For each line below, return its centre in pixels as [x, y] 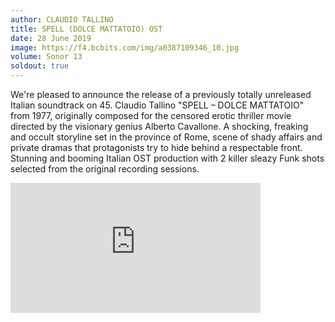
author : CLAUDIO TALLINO [62, 19]
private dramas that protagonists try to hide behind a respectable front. [156, 147]
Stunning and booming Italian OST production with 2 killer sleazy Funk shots [167, 158]
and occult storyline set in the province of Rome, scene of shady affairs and [166, 137]
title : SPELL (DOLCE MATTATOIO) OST [86, 29]
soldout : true [40, 66]
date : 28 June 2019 [51, 38]
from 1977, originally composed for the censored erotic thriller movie [151, 115]
